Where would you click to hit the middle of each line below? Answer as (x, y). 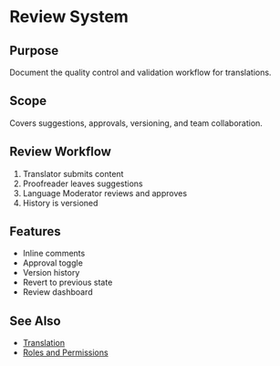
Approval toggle (53, 263)
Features (35, 231)
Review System (69, 17)
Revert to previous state (67, 282)
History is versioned (60, 203)
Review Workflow (61, 152)
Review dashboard (57, 292)
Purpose (34, 51)
